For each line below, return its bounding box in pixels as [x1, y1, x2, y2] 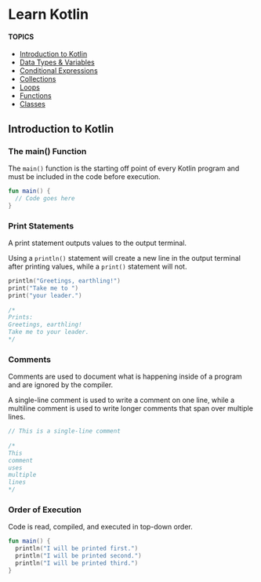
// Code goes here [15, 194, 76, 202]
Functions [19, 91, 53, 101]
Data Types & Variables [19, 57, 96, 68]
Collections [19, 75, 56, 84]
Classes [19, 100, 45, 109]
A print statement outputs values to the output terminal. [8, 238, 187, 247]
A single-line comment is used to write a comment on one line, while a [8, 395, 235, 405]
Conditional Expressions [19, 66, 98, 75]
